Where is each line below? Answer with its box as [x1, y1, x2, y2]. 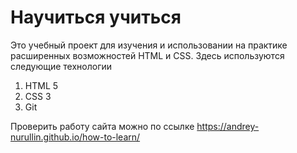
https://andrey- [196, 120, 260, 132]
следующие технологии [10, 60, 113, 72]
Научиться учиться [10, 6, 182, 29]
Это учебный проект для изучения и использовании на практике [10, 39, 288, 51]
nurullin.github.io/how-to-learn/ [10, 131, 141, 143]
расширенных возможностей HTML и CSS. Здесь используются [10, 49, 285, 61]
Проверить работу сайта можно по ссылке [10, 120, 195, 132]
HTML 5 [24, 79, 59, 91]
